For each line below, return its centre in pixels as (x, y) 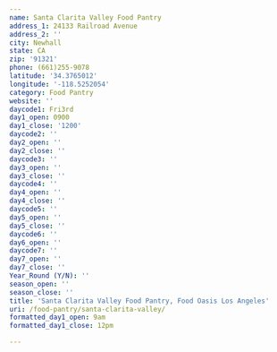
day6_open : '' (36, 243)
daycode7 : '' (34, 251)
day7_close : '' (38, 268)
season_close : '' (42, 292)
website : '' (31, 101)
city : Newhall (36, 43)
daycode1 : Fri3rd (42, 109)
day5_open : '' (36, 217)
